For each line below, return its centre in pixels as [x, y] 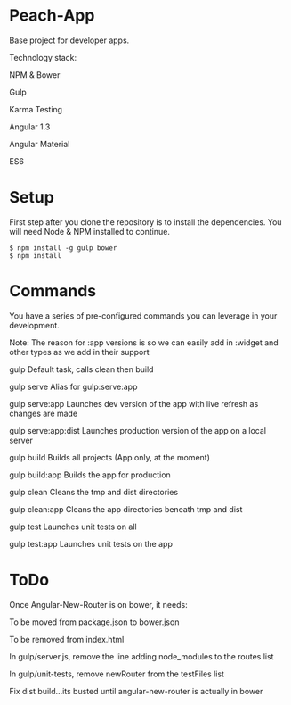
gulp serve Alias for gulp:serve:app [73, 386]
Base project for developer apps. [69, 40]
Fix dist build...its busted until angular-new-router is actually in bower [136, 691]
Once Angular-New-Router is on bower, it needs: [99, 604]
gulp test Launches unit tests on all [73, 527]
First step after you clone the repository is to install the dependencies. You [145, 222]
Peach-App [52, 16]
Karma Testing [36, 109]
